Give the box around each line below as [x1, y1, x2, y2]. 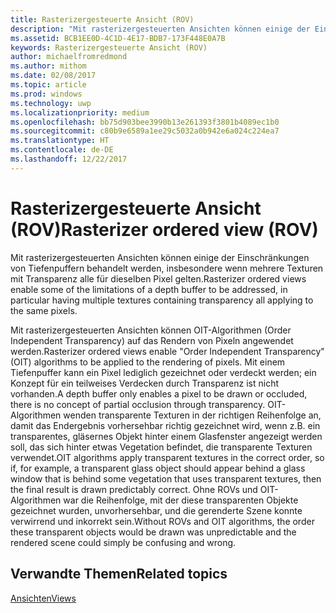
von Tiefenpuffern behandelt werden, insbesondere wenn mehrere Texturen [10, 262, 324, 274]
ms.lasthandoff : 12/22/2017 [10, 154, 128, 164]
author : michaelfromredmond [10, 52, 128, 62]
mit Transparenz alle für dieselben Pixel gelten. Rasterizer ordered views [10, 272, 307, 285]
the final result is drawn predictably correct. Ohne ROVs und [10, 483, 258, 495]
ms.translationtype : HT [10, 136, 110, 146]
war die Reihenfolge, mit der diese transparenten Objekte [63, 494, 299, 506]
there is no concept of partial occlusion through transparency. [10, 398, 266, 410]
